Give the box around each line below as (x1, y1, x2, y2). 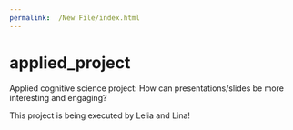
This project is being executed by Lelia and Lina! (9, 110, 191, 121)
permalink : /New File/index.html (9, 13, 141, 23)
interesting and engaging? (9, 92, 107, 103)
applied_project (9, 52, 131, 73)
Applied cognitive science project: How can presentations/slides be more (9, 83, 285, 94)
